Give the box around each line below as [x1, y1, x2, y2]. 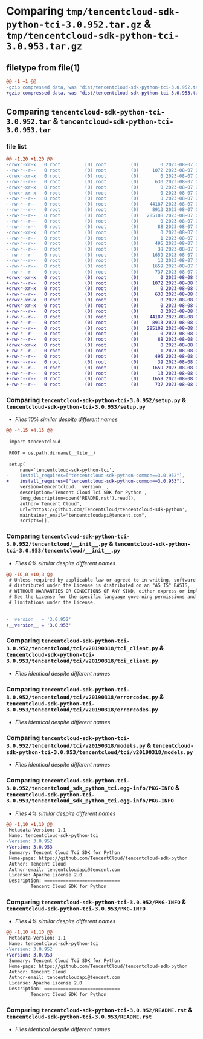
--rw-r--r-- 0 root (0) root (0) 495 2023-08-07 [6, 241, 193, 247]
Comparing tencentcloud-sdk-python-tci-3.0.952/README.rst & [6, 1006, 193, 1014]
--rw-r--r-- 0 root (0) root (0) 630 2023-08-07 [6, 178, 193, 184]
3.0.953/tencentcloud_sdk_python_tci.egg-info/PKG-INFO [6, 798, 174, 804]
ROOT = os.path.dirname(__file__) [8, 450, 96, 456]
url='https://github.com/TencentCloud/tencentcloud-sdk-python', [19, 506, 188, 513]
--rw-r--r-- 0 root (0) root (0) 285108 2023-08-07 [6, 212, 193, 219]
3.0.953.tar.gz [6, 41, 83, 52]
